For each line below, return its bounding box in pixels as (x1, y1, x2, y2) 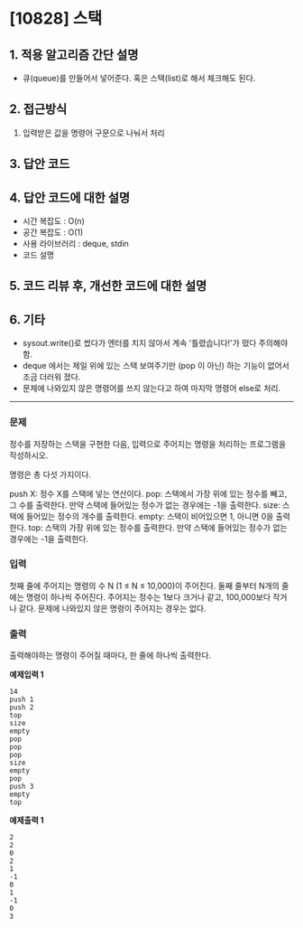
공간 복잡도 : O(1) (22, 227, 84, 238)
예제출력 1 (9, 815, 44, 826)
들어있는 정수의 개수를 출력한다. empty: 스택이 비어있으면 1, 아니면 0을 (25, 511, 274, 521)
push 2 (9, 703, 34, 712)
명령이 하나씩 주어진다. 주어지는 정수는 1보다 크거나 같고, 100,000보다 (25, 591, 271, 602)
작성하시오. (9, 449, 49, 461)
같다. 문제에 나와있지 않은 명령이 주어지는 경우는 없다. (18, 603, 207, 614)
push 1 (9, 695, 34, 705)
